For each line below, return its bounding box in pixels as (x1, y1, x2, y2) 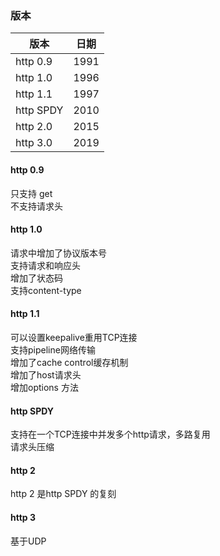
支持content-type (10, 284, 82, 296)
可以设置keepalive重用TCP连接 (10, 331, 138, 343)
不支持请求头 (10, 200, 63, 212)
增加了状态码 (10, 272, 63, 284)
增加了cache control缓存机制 (10, 356, 129, 368)
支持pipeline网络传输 (10, 343, 96, 356)
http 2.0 (15, 120, 53, 134)
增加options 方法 (10, 381, 79, 393)
